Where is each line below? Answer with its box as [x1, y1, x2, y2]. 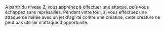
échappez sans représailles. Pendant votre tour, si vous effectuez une [5, 9, 147, 15]
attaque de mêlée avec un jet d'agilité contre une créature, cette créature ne [5, 15, 161, 20]
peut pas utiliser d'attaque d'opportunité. [5, 19, 89, 25]
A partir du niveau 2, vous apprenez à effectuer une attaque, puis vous [5, 4, 149, 10]
